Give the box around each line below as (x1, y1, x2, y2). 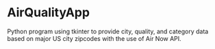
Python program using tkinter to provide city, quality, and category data (7, 27, 209, 35)
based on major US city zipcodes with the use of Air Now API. (7, 34, 181, 42)
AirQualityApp (7, 5, 90, 20)
